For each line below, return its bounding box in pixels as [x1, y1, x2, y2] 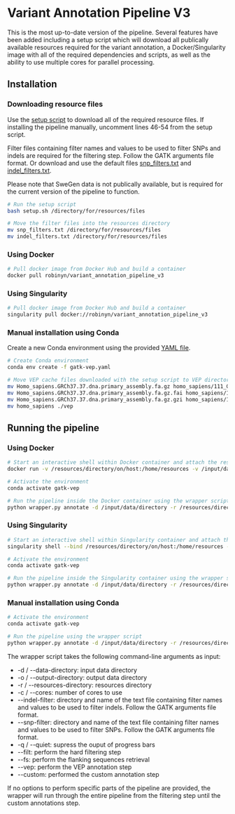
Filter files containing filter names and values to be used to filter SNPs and [7, 144, 221, 152]
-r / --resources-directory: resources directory [17, 681, 152, 689]
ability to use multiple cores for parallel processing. [7, 58, 155, 66]
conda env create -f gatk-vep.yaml [7, 363, 111, 371]
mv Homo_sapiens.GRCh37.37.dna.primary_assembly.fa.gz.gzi [7, 396, 183, 403]
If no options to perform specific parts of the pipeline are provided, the [7, 784, 211, 792]
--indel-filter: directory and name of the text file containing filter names [17, 695, 222, 704]
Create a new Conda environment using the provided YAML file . [7, 344, 191, 352]
